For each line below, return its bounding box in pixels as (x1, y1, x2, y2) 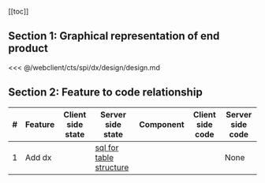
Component (139, 118, 185, 129)
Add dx (24, 151, 52, 162)
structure (95, 162, 129, 173)
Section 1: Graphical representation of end (8, 29, 220, 43)
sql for (95, 142, 119, 153)
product (8, 42, 49, 55)
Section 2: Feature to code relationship (8, 86, 203, 99)
